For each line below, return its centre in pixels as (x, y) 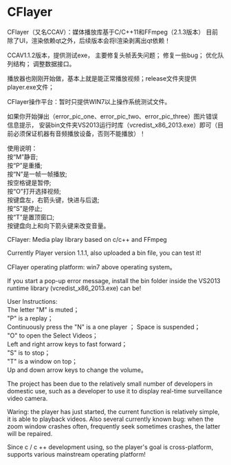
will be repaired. (30, 433)
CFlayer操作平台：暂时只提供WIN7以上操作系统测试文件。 (89, 101)
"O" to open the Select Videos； (53, 335)
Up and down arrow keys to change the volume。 (77, 370)
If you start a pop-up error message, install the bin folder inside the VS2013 (114, 280)
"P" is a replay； (30, 318)
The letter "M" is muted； (43, 309)
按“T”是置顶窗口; (31, 217)
